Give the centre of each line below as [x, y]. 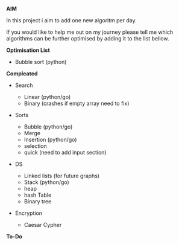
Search [24, 85]
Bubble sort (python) [41, 62]
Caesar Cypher [43, 225]
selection [35, 146]
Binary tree [38, 201]
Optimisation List [28, 50]
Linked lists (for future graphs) [62, 176]
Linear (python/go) [47, 97]
